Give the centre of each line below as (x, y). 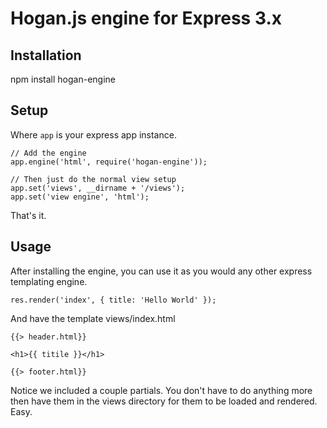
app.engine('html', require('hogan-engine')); (109, 162)
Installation (46, 55)
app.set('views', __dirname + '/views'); (98, 188)
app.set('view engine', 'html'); (80, 197)
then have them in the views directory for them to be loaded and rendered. (164, 401)
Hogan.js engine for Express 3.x (146, 18)
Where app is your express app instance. (93, 134)
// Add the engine (48, 153)
